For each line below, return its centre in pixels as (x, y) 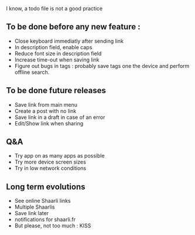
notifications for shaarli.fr (45, 220)
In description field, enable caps (53, 47)
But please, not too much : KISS (53, 226)
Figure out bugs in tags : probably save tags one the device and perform (102, 66)
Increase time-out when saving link (57, 59)
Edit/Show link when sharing (49, 123)
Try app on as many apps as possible (59, 156)
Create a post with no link (45, 111)
